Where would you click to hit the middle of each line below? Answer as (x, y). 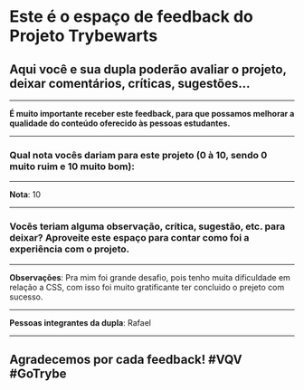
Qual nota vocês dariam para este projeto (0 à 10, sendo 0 (138, 155)
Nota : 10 (25, 195)
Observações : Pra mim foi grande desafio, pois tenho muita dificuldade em (150, 277)
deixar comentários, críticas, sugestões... (130, 83)
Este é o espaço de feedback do (131, 17)
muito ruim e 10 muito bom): (72, 166)
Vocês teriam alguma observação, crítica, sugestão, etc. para (147, 226)
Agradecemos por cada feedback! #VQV (126, 359)
